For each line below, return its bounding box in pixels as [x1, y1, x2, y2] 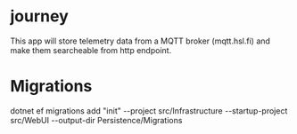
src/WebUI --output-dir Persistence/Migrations [10, 114, 183, 125]
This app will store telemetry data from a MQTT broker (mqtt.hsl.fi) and [10, 35, 271, 46]
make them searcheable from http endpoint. [10, 44, 172, 55]
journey [10, 6, 70, 27]
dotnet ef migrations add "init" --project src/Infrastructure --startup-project [10, 105, 288, 116]
